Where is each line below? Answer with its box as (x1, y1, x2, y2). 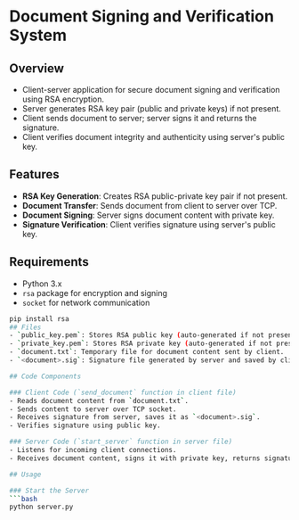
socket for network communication (21, 297, 150, 308)
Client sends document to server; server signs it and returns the (21, 113, 257, 123)
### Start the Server (9, 486, 90, 495)
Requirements (9, 254, 89, 269)
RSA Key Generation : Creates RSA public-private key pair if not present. (21, 190, 288, 202)
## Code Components (9, 372, 82, 381)
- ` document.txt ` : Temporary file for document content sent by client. (9, 348, 285, 357)
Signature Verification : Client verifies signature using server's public (21, 219, 276, 229)
